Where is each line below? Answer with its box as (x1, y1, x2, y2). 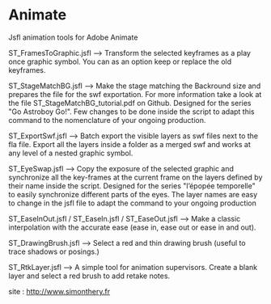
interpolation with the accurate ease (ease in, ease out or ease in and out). (8, 222, 256, 232)
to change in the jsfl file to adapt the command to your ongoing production (8, 198, 257, 208)
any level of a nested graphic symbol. (8, 148, 133, 158)
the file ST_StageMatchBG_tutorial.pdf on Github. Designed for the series (8, 98, 252, 108)
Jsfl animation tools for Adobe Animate (8, 32, 138, 42)
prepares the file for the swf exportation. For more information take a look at (8, 89, 262, 99)
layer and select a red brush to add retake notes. (8, 271, 171, 281)
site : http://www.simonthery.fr (8, 286, 111, 296)
